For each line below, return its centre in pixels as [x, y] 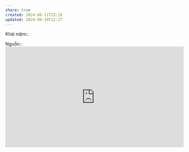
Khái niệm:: [17, 34]
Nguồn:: [14, 44]
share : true [18, 10]
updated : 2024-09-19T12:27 [34, 19]
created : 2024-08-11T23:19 [34, 15]
